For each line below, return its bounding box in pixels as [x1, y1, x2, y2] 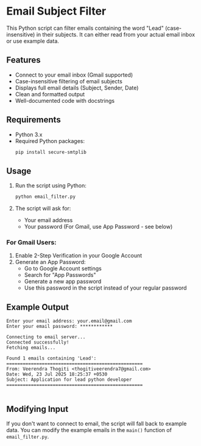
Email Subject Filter [6, 4, 107, 18]
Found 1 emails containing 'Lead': [6, 355, 97, 361]
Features [6, 55, 41, 65]
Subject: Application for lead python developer [6, 377, 132, 383]
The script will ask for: [15, 205, 71, 212]
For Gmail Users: [6, 239, 57, 247]
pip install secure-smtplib [15, 149, 86, 155]
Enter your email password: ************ [6, 324, 113, 330]
